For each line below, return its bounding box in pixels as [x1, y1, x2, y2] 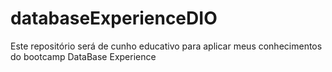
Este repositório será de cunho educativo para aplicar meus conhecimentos [10, 40, 323, 52]
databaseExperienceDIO [10, 7, 218, 30]
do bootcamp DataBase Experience [10, 50, 157, 62]
